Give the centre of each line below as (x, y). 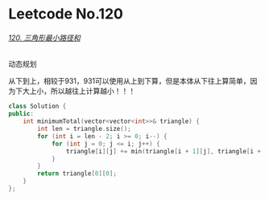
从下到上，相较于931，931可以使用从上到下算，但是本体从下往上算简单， (130, 81)
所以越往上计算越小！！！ (93, 91)
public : (21, 114)
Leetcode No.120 (66, 14)
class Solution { (37, 106)
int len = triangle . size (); (84, 129)
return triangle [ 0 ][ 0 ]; (77, 173)
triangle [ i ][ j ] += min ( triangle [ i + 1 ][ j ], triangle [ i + (163, 151)
